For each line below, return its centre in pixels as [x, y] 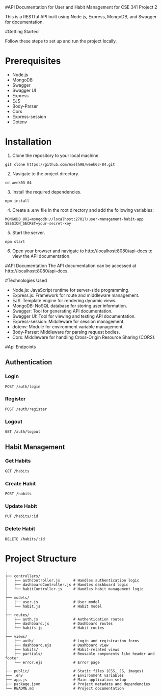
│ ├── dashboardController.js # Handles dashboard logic [67, 584]
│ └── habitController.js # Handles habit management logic [74, 589]
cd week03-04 [18, 183]
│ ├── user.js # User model [52, 602]
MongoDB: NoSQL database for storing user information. [70, 306]
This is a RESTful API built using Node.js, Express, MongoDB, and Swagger [81, 17]
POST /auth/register [26, 409]
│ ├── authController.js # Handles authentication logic [72, 580]
